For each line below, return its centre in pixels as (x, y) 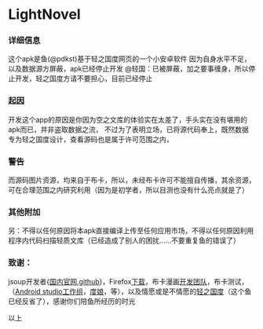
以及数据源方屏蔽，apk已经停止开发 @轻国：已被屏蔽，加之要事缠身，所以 (128, 69)
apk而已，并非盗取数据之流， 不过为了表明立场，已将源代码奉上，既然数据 (129, 129)
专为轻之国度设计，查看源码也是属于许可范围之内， (91, 139)
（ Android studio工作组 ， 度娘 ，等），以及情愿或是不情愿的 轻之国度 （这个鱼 (130, 291)
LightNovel (44, 15)
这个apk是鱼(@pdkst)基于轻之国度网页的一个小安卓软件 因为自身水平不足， (130, 59)
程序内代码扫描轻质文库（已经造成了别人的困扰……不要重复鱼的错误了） (124, 240)
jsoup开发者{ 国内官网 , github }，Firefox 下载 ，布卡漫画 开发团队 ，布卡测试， (128, 281)
